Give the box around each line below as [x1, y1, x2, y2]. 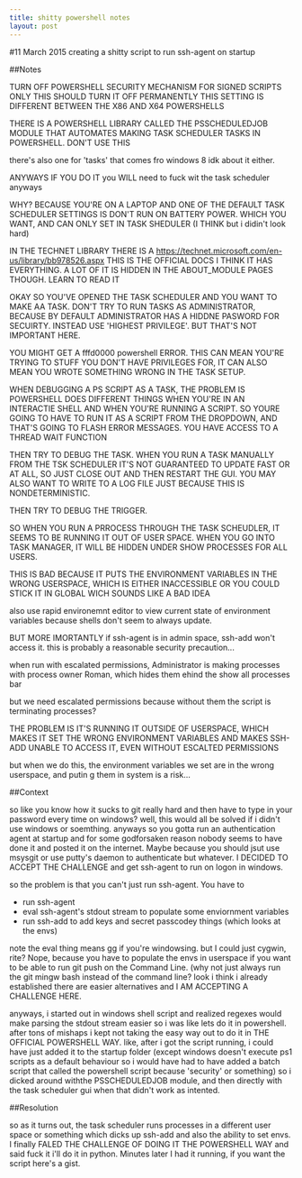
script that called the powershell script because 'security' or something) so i [9, 1065, 292, 1076]
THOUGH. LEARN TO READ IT [9, 274, 120, 285]
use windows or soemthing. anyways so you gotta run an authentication [9, 823, 276, 834]
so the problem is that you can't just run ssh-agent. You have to [9, 879, 244, 890]
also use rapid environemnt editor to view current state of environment [9, 605, 271, 616]
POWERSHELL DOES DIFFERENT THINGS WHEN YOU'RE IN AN [9, 393, 245, 404]
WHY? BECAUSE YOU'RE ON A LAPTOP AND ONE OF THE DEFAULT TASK [9, 199, 285, 210]
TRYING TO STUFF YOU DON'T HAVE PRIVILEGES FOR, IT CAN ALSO [9, 357, 268, 368]
